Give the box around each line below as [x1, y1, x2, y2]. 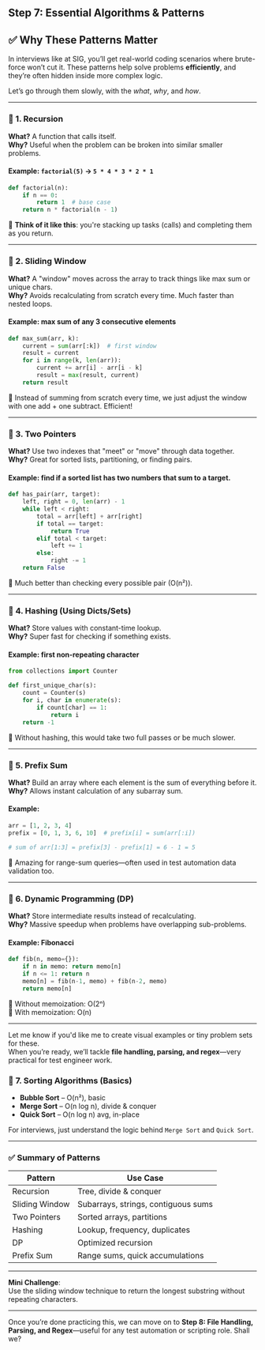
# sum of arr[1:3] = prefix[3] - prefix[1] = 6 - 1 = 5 [8, 843, 196, 851]
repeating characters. [8, 1295, 79, 1304]
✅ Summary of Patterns [8, 1152, 101, 1163]
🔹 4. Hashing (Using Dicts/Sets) [8, 605, 132, 616]
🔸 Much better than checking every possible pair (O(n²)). [8, 578, 193, 587]
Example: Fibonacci [8, 937, 74, 947]
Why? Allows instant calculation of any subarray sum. [8, 786, 184, 795]
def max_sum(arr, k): [8, 334, 80, 342]
